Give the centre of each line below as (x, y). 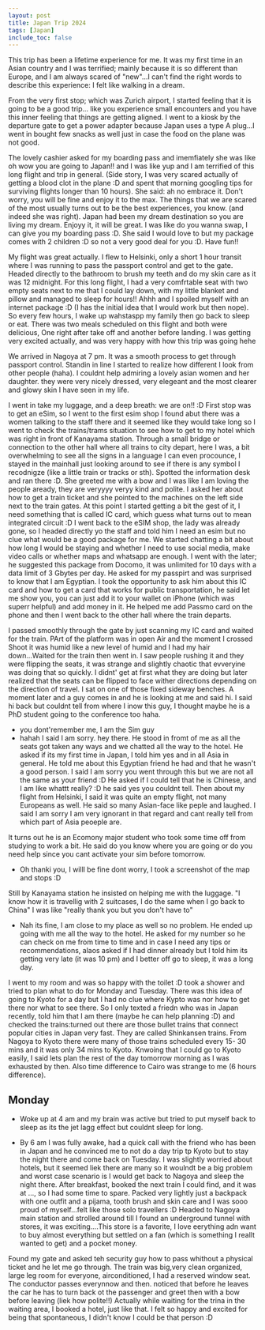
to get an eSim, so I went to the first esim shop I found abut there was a (124, 414)
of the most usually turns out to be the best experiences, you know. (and (126, 208)
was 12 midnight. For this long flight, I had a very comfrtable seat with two (128, 282)
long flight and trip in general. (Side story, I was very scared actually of (123, 175)
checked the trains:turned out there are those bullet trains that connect (123, 1025)
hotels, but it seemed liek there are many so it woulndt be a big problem (136, 1168)
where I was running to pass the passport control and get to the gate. (121, 266)
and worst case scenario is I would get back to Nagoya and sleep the (132, 1176)
